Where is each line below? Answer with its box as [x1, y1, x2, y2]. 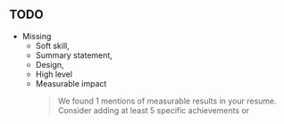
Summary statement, [35, 49, 113, 61]
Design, [35, 59, 64, 70]
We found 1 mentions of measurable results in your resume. [57, 95, 277, 106]
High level [35, 69, 73, 79]
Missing [21, 30, 52, 41]
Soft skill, [35, 40, 70, 51]
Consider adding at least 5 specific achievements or [57, 104, 250, 115]
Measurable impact [35, 78, 107, 88]
